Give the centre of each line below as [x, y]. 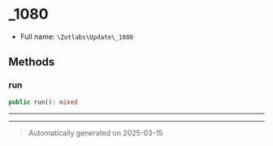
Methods [32, 62]
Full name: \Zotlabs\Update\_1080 [77, 36]
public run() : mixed [43, 102]
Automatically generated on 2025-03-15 [95, 133]
